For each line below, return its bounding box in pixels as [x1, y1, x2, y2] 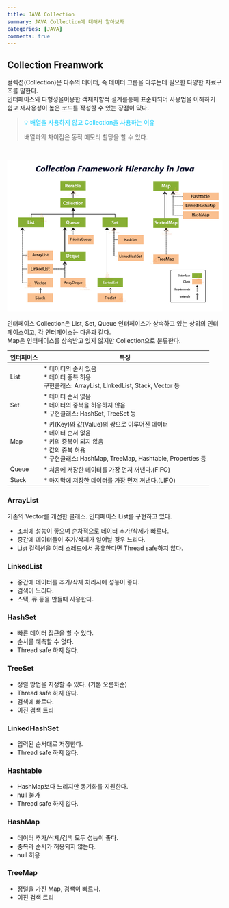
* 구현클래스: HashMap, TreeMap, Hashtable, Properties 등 [43, 455, 206, 463]
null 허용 [16, 850, 40, 859]
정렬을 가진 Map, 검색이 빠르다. [16, 885, 101, 893]
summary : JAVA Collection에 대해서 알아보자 [7, 18, 124, 25]
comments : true [7, 33, 51, 40]
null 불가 [16, 791, 40, 799]
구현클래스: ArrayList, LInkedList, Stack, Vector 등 [43, 381, 180, 390]
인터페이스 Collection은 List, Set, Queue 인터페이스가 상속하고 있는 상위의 [7, 320, 206, 328]
